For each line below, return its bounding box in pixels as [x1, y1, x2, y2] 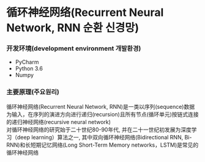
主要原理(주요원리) [6, 88, 59, 97]
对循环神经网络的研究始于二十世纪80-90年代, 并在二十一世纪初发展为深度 [6, 126, 192, 133]
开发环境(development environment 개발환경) [6, 44, 141, 53]
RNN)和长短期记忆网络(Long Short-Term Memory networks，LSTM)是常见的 [6, 141, 199, 149]
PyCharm [15, 59, 39, 66]
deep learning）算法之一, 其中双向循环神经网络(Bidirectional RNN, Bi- [17, 133, 192, 141]
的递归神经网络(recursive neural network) [6, 118, 111, 125]
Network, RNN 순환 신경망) [6, 21, 140, 35]
